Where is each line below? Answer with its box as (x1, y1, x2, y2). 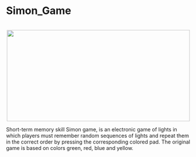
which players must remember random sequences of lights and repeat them (6, 132, 189, 139)
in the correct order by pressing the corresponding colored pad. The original (6, 138, 190, 145)
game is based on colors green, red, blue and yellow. (6, 144, 133, 151)
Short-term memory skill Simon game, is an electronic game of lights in (6, 125, 177, 132)
